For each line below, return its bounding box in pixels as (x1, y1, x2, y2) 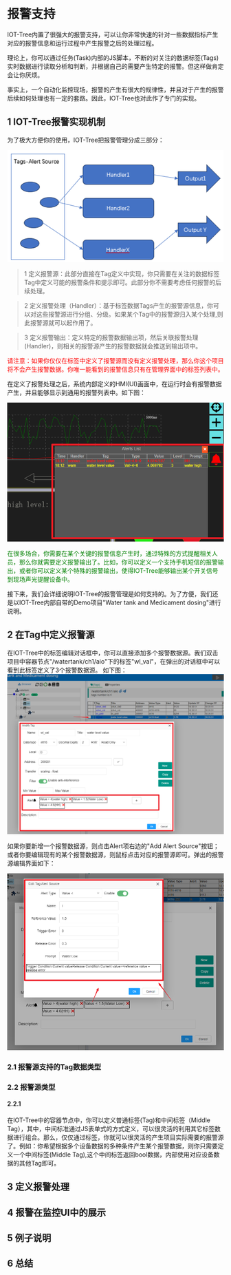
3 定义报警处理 (7, 1181, 70, 1193)
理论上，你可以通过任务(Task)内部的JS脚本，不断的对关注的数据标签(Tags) (7, 53, 219, 62)
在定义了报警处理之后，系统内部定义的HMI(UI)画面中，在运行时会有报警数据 (7, 380, 222, 388)
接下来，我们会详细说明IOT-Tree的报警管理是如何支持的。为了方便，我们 (7, 589, 213, 598)
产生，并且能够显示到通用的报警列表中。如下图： (7, 388, 146, 397)
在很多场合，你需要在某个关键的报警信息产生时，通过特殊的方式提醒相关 (7, 549, 212, 558)
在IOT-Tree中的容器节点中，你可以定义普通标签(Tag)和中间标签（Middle (7, 1116, 211, 1124)
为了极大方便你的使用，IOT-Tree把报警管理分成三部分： (7, 136, 165, 144)
